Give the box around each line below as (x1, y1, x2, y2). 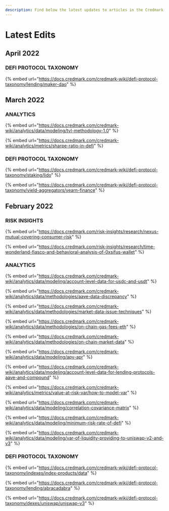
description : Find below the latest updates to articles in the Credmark (5, 7, 164, 13)
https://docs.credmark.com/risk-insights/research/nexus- (38, 229, 159, 235)
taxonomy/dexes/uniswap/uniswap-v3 (5, 500, 85, 506)
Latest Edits (5, 29, 56, 40)
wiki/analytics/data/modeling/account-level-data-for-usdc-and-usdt (5, 278, 147, 285)
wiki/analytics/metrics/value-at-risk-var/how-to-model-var (5, 389, 128, 396)
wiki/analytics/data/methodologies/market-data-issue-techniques (5, 309, 142, 315)
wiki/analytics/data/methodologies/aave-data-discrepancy (5, 294, 127, 300)
